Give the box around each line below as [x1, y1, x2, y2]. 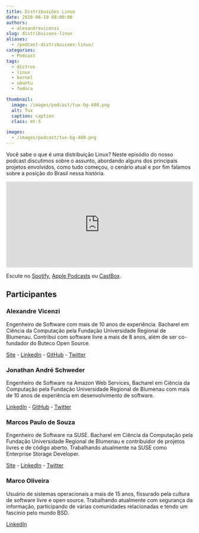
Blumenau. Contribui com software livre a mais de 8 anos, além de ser [6, 333, 178, 341]
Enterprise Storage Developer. [6, 451, 80, 458]
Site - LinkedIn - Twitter [6, 462, 64, 469]
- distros [11, 63, 36, 70]
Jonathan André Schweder [6, 365, 85, 374]
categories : [6, 47, 36, 53]
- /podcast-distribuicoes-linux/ [11, 42, 94, 48]
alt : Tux [11, 107, 33, 113]
